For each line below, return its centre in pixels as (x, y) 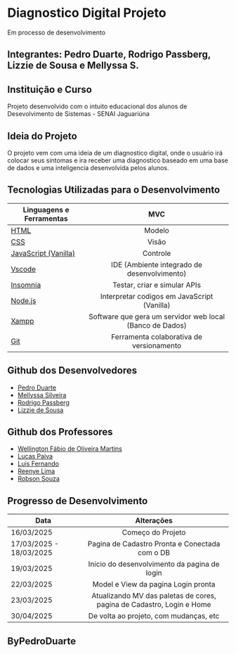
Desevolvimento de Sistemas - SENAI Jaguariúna (78, 114)
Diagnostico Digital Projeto (87, 13)
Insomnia (26, 285)
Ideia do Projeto (42, 136)
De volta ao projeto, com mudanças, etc (154, 616)
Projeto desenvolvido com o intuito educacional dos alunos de (97, 106)
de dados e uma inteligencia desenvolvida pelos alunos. (88, 167)
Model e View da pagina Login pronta (154, 584)
